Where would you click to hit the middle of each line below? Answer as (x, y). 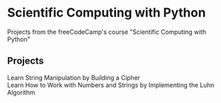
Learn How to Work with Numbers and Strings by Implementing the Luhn (111, 85)
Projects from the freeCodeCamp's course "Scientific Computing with (107, 32)
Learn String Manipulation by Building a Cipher (74, 77)
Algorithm (21, 92)
